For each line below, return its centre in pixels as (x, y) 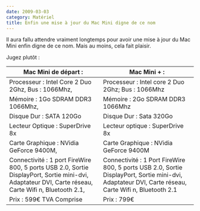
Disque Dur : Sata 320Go (138, 116)
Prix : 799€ (119, 200)
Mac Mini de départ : (53, 72)
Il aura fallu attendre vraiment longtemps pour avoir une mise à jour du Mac (99, 40)
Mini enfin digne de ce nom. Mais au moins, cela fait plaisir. (79, 46)
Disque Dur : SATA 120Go (45, 116)
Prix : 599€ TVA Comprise (46, 200)
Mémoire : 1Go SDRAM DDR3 (51, 99)
